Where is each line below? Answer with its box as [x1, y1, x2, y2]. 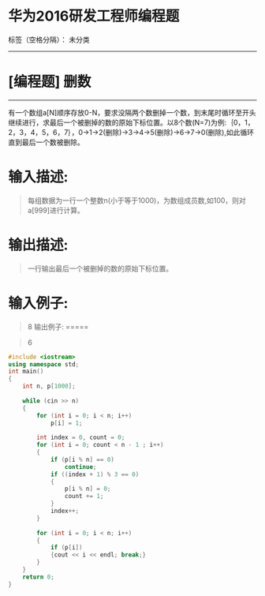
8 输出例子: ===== [27, 321, 89, 332]
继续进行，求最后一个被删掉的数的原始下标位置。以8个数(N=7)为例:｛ [8, 118, 234, 127]
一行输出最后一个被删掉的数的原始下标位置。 [27, 264, 174, 273]
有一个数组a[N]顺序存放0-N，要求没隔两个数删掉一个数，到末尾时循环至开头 [8, 107, 256, 117]
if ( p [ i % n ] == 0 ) [50, 455, 114, 463]
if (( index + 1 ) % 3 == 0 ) [50, 470, 140, 478]
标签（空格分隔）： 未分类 [8, 35, 90, 44]
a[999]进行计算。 [27, 205, 84, 215]
